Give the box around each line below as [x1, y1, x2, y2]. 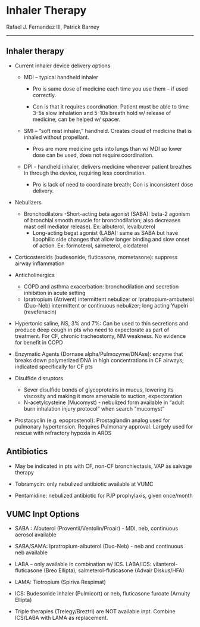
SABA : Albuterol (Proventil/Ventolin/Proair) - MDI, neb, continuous [14, 525, 179, 532]
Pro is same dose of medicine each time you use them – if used [32, 85, 188, 92]
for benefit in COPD [14, 339, 64, 346]
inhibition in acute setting [23, 289, 86, 296]
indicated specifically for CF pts [14, 363, 93, 370]
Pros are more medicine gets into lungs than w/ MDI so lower [32, 145, 183, 152]
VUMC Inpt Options [6, 509, 80, 519]
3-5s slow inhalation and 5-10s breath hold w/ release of [32, 109, 171, 116]
